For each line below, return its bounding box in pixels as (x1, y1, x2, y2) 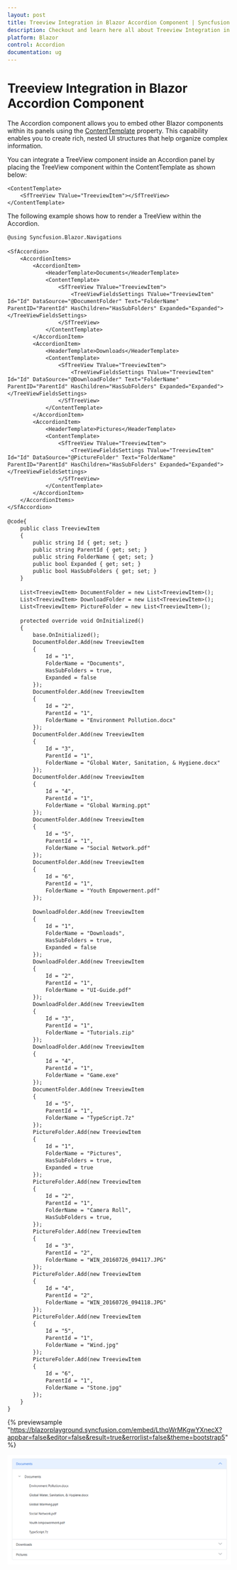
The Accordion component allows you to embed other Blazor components (7, 119, 224, 127)
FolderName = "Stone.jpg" (45, 1384, 122, 1391)
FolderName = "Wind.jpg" (45, 1341, 119, 1348)
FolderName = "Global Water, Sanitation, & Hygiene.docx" (45, 759, 221, 766)
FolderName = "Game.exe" (45, 1072, 119, 1079)
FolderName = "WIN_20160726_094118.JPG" (45, 1299, 167, 1306)
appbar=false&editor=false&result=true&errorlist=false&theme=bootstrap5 (7, 1433, 226, 1441)
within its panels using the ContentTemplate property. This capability (7, 126, 208, 135)
